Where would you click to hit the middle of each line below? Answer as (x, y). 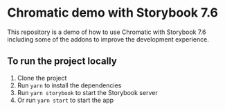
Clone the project (42, 78)
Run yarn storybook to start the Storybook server (87, 92)
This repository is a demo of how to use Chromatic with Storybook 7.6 (107, 32)
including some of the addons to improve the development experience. (108, 39)
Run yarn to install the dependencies (69, 85)
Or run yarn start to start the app (65, 100)
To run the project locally (62, 61)
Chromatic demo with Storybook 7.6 (112, 13)
